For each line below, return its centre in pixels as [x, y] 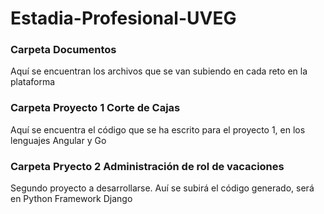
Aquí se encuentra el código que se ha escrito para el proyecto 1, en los [158, 129]
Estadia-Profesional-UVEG [123, 18]
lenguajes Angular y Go [58, 140]
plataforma [33, 82]
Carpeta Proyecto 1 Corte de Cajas [95, 108]
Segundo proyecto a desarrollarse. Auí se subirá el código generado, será [162, 188]
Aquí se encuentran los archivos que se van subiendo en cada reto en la [159, 71]
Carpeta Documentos [63, 50]
